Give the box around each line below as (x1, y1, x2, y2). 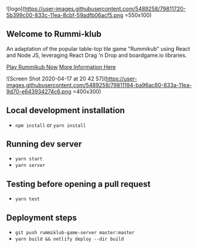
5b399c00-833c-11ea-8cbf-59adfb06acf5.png (6, 11, 124, 19)
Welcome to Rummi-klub (6, 29, 102, 39)
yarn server (15, 163, 45, 169)
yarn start (15, 156, 43, 162)
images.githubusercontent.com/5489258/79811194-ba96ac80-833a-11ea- (6, 81, 192, 88)
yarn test (15, 196, 41, 202)
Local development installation (6, 105, 125, 116)
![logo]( (6, 5, 25, 12)
